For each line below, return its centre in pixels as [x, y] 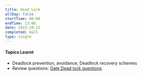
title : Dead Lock [23, 9]
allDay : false [20, 14]
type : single [18, 37]
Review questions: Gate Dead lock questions [57, 68]
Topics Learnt [20, 52]
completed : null [21, 32]
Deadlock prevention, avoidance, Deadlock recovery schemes [75, 63]
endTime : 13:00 [20, 23]
